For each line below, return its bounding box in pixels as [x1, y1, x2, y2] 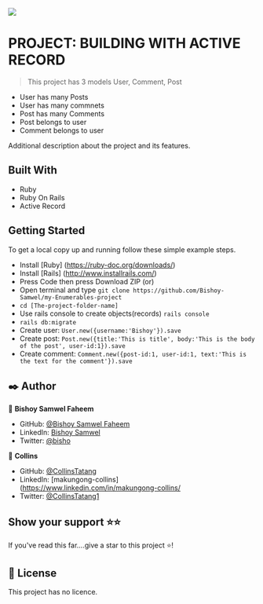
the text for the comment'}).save [19, 357, 133, 365]
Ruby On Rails [19, 192, 65, 202]
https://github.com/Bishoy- [133, 287, 225, 295]
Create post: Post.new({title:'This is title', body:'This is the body [19, 334, 255, 343]
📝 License [8, 566, 57, 580]
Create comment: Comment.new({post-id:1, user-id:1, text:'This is [19, 349, 247, 358]
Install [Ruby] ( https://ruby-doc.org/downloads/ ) [19, 260, 176, 269]
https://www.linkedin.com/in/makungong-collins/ [22, 483, 181, 492]
